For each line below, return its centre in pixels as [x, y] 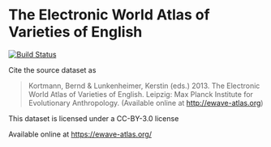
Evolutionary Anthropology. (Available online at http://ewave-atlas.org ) [146, 103]
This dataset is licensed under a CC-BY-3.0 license [94, 118]
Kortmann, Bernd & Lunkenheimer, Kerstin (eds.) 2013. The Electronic [144, 86]
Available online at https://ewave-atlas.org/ [80, 134]
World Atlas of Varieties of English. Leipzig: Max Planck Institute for [141, 94]
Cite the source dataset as [52, 69]
